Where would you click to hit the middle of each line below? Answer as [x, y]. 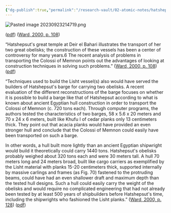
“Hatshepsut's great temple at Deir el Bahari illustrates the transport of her [83, 44]
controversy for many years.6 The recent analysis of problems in [73, 55]
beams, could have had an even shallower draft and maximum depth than [82, 178]
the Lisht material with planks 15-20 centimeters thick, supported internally [83, 167]
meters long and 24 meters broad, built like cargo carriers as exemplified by [85, 162]
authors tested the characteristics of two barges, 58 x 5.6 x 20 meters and [83, 114]
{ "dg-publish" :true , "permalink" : [41, 10]
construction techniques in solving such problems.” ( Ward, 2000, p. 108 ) [81, 66]
